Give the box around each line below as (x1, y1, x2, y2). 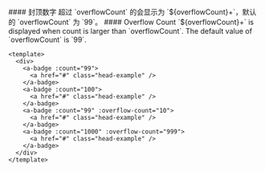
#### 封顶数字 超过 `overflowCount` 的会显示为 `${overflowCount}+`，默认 (8, 7, 257, 17)
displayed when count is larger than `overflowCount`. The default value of (8, 27, 253, 35)
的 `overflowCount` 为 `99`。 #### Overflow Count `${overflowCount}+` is (8, 18, 255, 27)
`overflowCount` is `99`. (8, 35, 87, 44)
